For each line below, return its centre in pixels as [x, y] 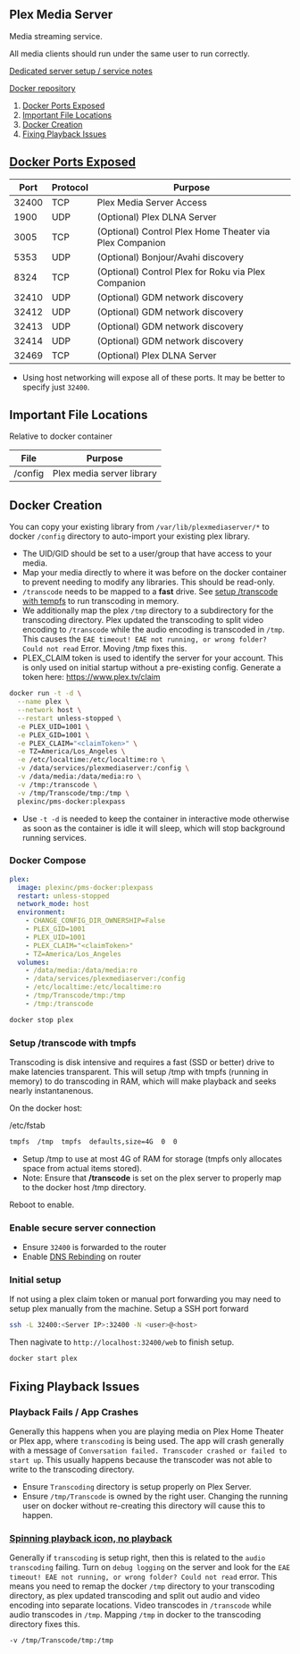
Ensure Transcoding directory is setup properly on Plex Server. [137, 1486]
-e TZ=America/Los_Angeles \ [71, 751]
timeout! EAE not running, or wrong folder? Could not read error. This [143, 1577]
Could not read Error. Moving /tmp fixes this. [104, 649]
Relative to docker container [61, 436]
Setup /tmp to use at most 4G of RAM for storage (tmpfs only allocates [152, 1159]
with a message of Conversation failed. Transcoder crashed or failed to [148, 1450]
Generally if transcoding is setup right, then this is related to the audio [137, 1557]
